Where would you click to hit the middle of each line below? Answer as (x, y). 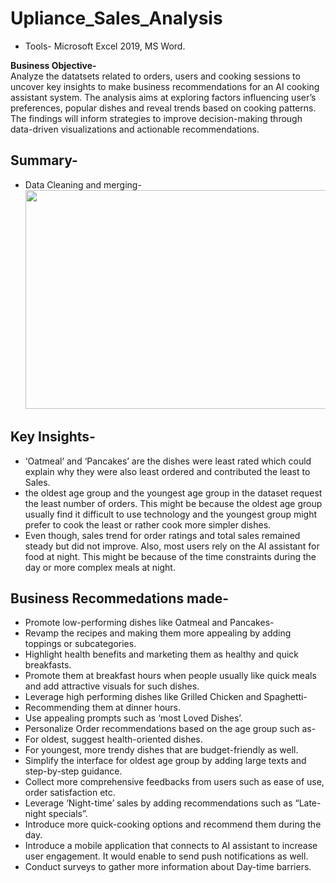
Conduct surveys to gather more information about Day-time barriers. (168, 867)
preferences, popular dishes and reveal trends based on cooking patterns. (163, 108)
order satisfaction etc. (70, 793)
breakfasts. (48, 665)
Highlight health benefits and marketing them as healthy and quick (161, 654)
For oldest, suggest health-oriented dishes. (113, 739)
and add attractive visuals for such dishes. (112, 686)
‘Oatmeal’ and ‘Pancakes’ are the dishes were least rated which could (168, 461)
